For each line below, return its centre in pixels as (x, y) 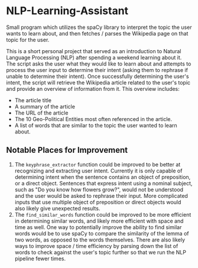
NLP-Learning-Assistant (67, 11)
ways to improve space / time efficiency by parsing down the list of (96, 246)
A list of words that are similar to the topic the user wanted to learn (96, 125)
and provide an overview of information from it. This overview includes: (93, 89)
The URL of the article (41, 113)
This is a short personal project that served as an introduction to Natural (94, 51)
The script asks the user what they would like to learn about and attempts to (99, 64)
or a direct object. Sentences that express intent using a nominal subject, (103, 183)
